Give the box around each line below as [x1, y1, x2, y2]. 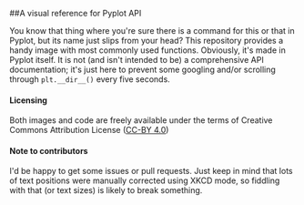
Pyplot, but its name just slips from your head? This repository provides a [9, 36, 284, 46]
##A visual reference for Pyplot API [9, 8, 142, 18]
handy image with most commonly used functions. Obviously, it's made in [9, 45, 287, 56]
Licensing [9, 95, 48, 106]
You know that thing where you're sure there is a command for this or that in [9, 26, 295, 36]
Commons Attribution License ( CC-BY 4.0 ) [9, 125, 169, 136]
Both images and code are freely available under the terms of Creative [9, 115, 273, 126]
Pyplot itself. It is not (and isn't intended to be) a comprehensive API [9, 55, 264, 65]
